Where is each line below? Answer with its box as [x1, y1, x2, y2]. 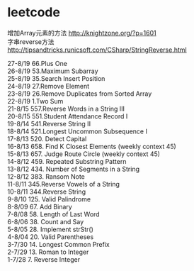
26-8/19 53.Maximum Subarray [7, 67, 98, 75]
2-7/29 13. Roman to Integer [7, 248, 89, 256]
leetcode [7, 4, 60, 21]
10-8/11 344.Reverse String [7, 187, 86, 196]
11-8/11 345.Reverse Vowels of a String [7, 179, 120, 188]
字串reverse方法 [7, 37, 55, 46]
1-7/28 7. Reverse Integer [7, 255, 80, 263]
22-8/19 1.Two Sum [7, 96, 64, 105]
